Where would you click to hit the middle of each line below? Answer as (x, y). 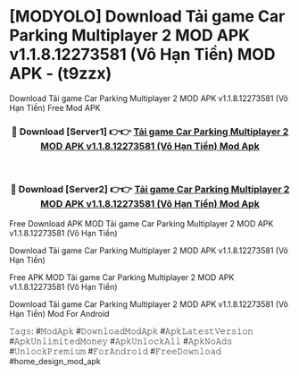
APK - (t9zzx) (61, 74)
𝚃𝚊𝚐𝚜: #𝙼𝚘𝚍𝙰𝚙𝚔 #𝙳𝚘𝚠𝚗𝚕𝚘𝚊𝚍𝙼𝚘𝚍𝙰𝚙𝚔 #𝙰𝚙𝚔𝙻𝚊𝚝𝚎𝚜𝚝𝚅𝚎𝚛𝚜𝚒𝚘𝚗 (132, 331)
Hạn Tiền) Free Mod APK (55, 107)
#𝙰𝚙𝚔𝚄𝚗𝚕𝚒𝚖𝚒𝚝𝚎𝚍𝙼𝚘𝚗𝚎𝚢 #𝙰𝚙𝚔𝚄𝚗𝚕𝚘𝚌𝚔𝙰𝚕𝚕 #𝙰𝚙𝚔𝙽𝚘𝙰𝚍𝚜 (121, 341)
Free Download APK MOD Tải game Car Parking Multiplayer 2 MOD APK (141, 223)
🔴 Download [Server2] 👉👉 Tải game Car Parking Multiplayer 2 (150, 190)
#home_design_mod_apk (55, 361)
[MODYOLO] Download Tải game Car (147, 17)
